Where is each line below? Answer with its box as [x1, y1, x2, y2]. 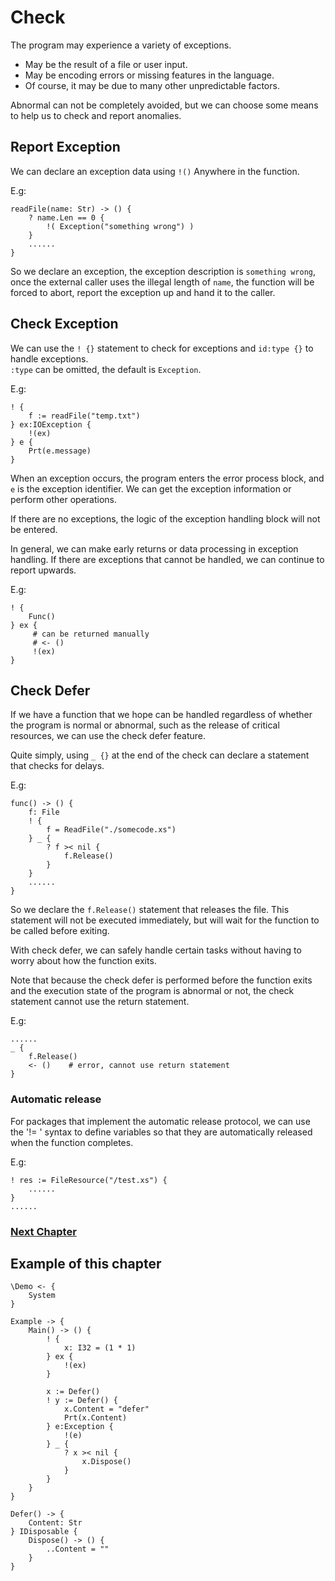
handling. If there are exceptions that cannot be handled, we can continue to [10, 553, 325, 565]
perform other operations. [10, 493, 118, 505]
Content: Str [28, 1518, 83, 1528]
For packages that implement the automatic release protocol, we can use [10, 1115, 311, 1127]
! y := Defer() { [46, 1396, 118, 1406]
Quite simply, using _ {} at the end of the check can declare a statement [10, 749, 310, 761]
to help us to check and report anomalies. [10, 109, 182, 121]
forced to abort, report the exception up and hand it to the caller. [10, 286, 276, 298]
